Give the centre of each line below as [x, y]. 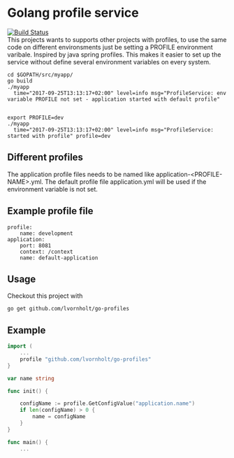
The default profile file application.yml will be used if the [126, 181]
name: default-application [59, 258]
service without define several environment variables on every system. [109, 62]
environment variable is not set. [52, 189]
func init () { [28, 391]
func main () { [28, 442]
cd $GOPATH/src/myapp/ [40, 75]
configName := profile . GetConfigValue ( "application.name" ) [108, 403]
